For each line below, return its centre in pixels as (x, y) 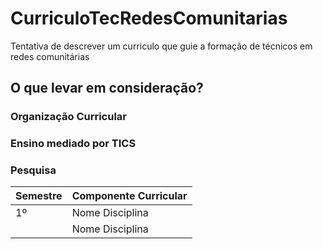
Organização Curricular (69, 117)
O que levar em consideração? (107, 88)
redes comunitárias (50, 56)
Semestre (39, 196)
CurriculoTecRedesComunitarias (149, 18)
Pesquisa (33, 170)
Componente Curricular (129, 196)
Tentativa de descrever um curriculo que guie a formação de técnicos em (161, 46)
